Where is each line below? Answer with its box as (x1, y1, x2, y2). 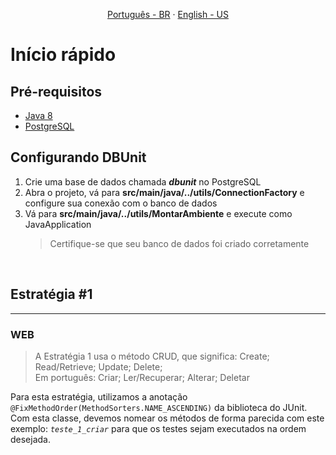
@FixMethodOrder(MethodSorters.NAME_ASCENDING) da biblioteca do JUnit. (10, 401, 308, 413)
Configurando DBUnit (10, 149, 147, 166)
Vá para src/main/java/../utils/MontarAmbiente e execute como (24, 207, 293, 219)
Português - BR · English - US (107, 9, 229, 20)
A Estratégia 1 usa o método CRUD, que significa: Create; (34, 350, 270, 362)
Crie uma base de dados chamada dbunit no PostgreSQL (24, 175, 262, 188)
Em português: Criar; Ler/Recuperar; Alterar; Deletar (34, 371, 250, 383)
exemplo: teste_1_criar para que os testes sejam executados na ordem (10, 422, 307, 434)
